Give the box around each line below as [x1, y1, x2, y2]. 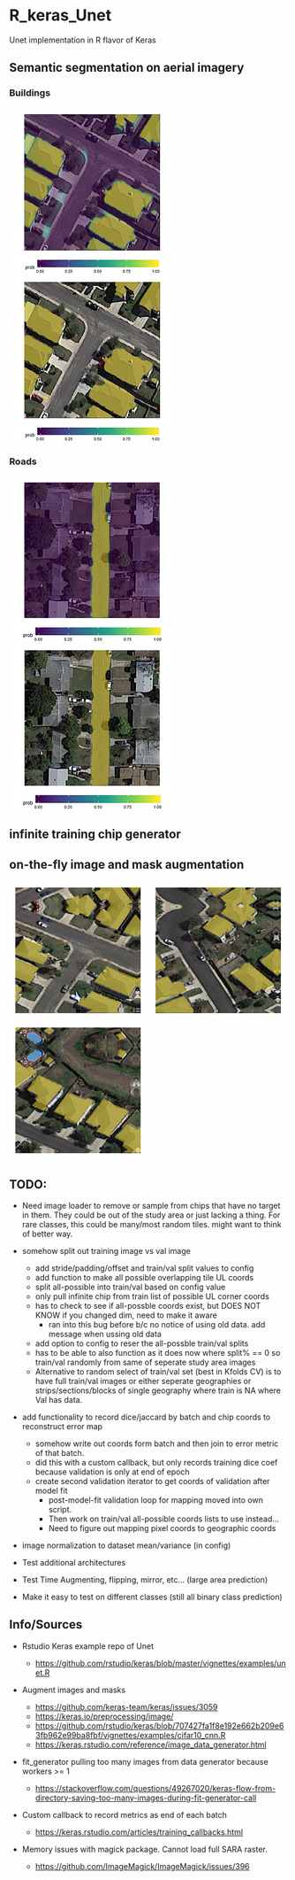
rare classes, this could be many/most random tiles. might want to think [21, 1219, 282, 1229]
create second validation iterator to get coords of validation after [34, 1475, 270, 1486]
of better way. [21, 1228, 73, 1239]
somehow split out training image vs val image [21, 1245, 192, 1256]
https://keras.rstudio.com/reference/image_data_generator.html [34, 1739, 267, 1750]
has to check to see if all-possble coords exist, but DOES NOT [34, 1300, 261, 1311]
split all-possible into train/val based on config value [34, 1281, 226, 1292]
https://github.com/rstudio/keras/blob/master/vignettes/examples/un [34, 1658, 287, 1668]
